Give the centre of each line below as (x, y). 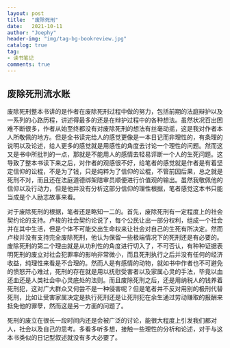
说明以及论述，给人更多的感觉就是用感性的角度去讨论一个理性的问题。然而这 (115, 146)
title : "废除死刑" (33, 20)
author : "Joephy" (32, 33)
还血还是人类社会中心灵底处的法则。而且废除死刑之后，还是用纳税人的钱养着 (115, 280)
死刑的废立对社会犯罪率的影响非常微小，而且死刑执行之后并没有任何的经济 (118, 255)
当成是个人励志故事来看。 (43, 197)
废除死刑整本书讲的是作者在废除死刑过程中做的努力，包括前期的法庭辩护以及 (115, 112)
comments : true (29, 64)
